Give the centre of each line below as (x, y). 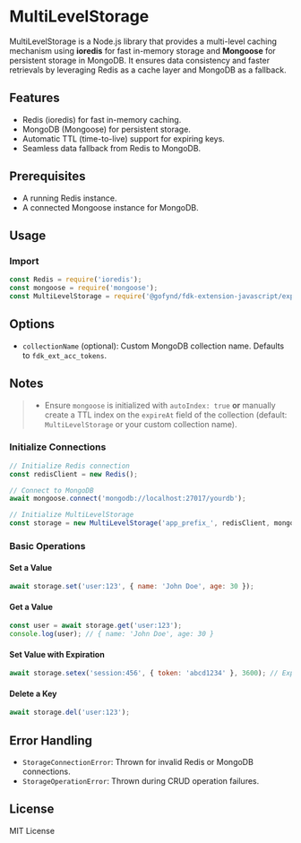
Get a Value (31, 606)
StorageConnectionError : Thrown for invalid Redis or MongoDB (138, 761)
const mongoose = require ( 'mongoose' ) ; (84, 288)
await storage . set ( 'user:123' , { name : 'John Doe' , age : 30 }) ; (132, 587)
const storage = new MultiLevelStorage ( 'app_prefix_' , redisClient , (140, 523)
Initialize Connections (58, 447)
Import (24, 261)
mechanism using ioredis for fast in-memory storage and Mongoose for (142, 50)
